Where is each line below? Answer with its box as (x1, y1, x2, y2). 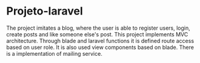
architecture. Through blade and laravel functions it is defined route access (6, 37, 195, 44)
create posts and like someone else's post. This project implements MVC (6, 30, 188, 38)
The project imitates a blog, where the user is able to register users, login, (6, 24, 191, 31)
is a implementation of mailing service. (6, 50, 103, 57)
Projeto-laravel (6, 4, 83, 18)
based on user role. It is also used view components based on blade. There (6, 44, 194, 51)
